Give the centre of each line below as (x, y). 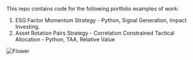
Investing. (27, 27)
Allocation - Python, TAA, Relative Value (65, 39)
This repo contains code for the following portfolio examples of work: (93, 9)
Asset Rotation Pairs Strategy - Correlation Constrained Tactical (95, 33)
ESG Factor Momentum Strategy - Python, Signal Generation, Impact (101, 20)
